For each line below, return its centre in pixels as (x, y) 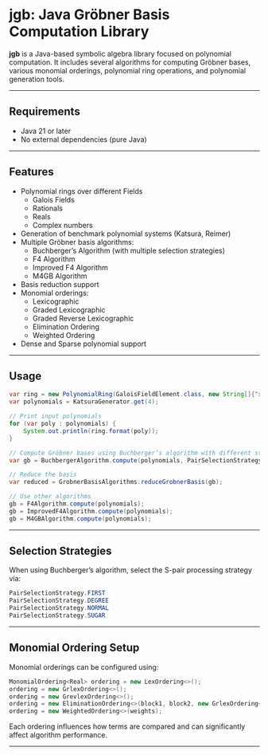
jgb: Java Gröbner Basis (89, 15)
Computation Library (79, 31)
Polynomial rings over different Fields (82, 191)
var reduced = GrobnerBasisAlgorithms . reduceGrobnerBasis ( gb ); (116, 482)
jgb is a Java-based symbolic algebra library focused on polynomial (120, 53)
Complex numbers (63, 225)
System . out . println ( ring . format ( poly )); (91, 431)
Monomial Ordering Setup (74, 648)
